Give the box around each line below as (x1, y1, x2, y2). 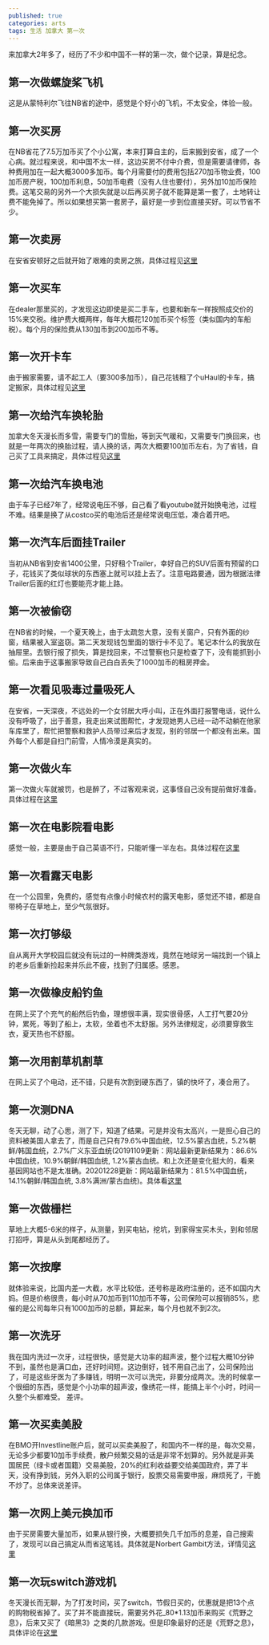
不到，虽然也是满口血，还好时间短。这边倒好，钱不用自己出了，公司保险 (8, 1362, 247, 1371)
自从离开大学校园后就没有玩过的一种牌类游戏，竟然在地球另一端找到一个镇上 (8, 950, 261, 960)
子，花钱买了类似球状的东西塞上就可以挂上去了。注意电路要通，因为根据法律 (8, 568, 261, 578)
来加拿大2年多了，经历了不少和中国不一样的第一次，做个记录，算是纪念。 (8, 50, 251, 59)
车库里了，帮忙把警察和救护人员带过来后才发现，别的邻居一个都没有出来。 (8, 725, 254, 735)
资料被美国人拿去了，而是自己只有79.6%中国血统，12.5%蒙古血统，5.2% (8, 1136, 250, 1146)
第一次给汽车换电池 (8, 477, 103, 490)
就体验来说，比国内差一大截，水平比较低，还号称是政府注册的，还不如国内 (8, 1283, 254, 1293)
